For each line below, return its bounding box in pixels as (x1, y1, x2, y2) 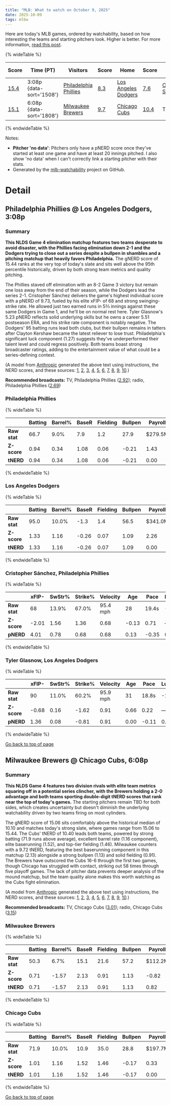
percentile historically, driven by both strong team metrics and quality (5, 267, 151, 273)
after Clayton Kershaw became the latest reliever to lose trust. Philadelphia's (5, 330, 165, 336)
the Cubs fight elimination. (5, 879, 61, 885)
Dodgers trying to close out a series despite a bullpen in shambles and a (5, 250, 161, 256)
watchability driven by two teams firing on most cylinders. (5, 810, 127, 816)
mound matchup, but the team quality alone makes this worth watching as (5, 874, 160, 880)
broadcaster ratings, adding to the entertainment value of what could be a (5, 346, 160, 353)
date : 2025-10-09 (5, 12, 42, 17)
